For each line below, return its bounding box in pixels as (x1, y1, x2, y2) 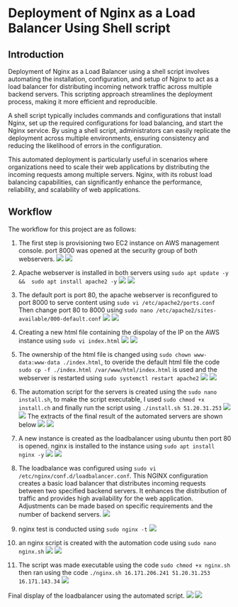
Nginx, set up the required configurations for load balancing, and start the (8, 119, 224, 127)
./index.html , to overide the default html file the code (63, 358, 220, 366)
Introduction (8, 48, 64, 60)
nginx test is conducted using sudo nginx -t (18, 525, 148, 533)
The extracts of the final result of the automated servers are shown (27, 412, 223, 420)
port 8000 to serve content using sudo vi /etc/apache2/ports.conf (18, 298, 215, 306)
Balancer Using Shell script (8, 20, 171, 36)
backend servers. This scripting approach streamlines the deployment (8, 90, 213, 98)
